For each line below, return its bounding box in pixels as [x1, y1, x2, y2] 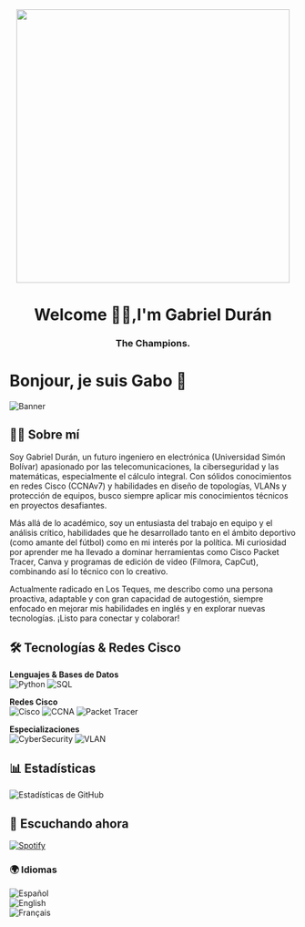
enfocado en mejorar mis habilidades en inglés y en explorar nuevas [9, 603, 266, 613]
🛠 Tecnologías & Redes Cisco [9, 640, 182, 655]
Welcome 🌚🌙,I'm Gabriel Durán [34, 304, 272, 325]
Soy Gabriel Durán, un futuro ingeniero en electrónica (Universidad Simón [9, 451, 286, 462]
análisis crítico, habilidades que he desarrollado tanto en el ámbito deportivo [9, 527, 296, 538]
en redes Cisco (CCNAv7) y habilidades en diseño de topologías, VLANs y [9, 480, 287, 491]
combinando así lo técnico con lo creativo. [9, 565, 168, 577]
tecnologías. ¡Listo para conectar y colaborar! [9, 613, 180, 623]
